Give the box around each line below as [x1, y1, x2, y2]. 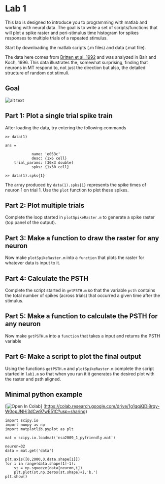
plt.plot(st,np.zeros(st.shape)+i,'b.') [14, 470, 98, 475]
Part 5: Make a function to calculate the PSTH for [5, 312, 158, 321]
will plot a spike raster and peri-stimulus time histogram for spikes [5, 30, 139, 36]
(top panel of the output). [5, 220, 57, 225]
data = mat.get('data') [5, 448, 54, 453]
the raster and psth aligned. [5, 376, 61, 382]
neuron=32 [5, 444, 26, 449]
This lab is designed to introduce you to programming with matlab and [5, 19, 148, 25]
